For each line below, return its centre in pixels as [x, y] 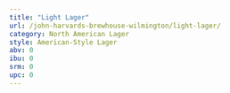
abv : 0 [21, 50]
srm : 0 [21, 67]
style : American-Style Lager [63, 42]
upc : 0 [21, 75]
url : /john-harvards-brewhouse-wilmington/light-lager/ [115, 26]
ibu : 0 [21, 58]
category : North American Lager [69, 34]
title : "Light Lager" [49, 17]
